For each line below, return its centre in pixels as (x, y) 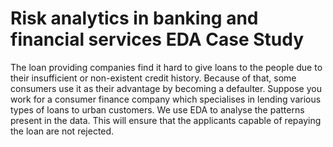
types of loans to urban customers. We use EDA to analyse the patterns (157, 109)
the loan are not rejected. (62, 131)
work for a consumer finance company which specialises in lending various (166, 99)
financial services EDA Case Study (157, 39)
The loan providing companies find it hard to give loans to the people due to (166, 67)
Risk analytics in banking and (134, 18)
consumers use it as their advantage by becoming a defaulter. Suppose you (166, 88)
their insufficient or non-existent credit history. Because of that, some (153, 78)
